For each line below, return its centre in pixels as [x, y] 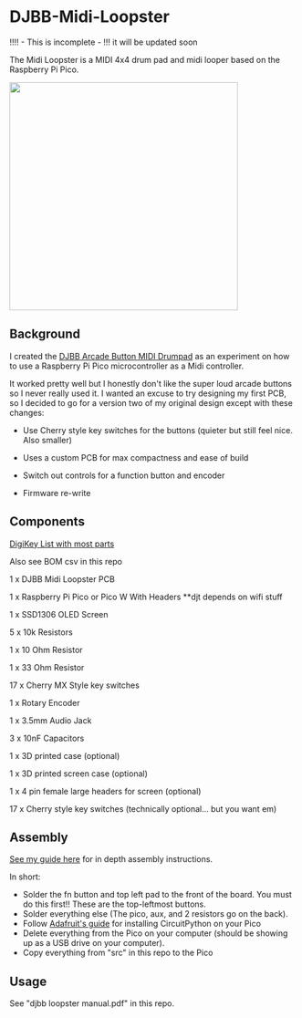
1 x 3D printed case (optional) [65, 755]
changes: [27, 412]
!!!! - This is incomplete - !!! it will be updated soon [104, 42]
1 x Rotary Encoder [45, 702]
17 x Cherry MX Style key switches [74, 685]
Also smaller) [47, 440]
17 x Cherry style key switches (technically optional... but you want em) [143, 808]
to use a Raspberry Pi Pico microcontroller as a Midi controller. [127, 366]
